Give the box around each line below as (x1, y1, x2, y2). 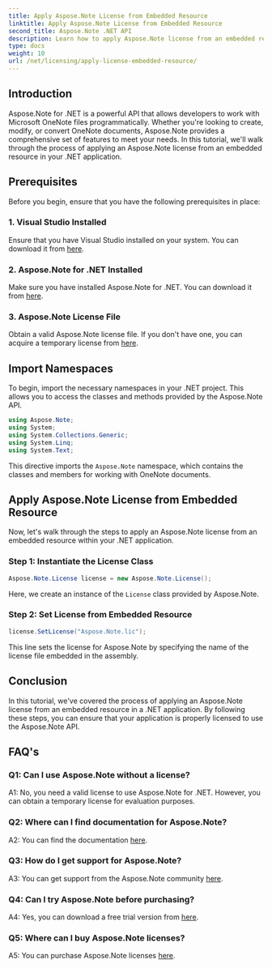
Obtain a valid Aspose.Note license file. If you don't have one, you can (8, 330, 243, 339)
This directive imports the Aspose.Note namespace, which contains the (8, 461, 244, 471)
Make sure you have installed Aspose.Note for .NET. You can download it (8, 283, 253, 292)
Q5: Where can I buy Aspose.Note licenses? (8, 932, 185, 944)
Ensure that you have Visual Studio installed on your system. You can (8, 235, 239, 245)
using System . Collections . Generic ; (8, 431, 129, 439)
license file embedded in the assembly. (8, 650, 139, 660)
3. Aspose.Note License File (8, 311, 121, 322)
